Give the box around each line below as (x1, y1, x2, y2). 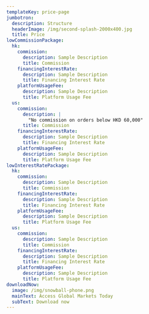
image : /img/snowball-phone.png (12, 287, 95, 293)
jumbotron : (6, 15, 34, 21)
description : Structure (12, 20, 72, 26)
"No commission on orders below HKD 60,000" (28, 117, 144, 123)
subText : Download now (12, 299, 70, 305)
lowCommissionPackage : (6, 37, 64, 43)
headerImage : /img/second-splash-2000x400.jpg (12, 26, 133, 32)
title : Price (12, 32, 45, 38)
